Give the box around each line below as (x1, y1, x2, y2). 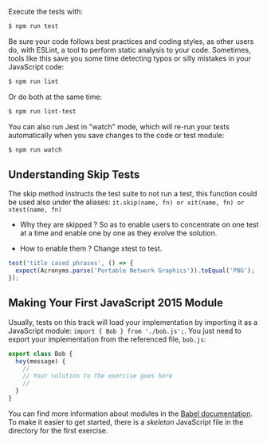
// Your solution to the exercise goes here (22, 372, 173, 380)
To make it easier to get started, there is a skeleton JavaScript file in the (8, 417, 244, 426)
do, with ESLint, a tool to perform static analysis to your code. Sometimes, (8, 45, 251, 54)
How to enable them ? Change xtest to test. (19, 243, 163, 254)
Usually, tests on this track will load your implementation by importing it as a (8, 317, 258, 326)
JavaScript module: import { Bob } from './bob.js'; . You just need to (8, 326, 241, 335)
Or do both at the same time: (8, 92, 102, 101)
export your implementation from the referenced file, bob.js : (8, 334, 206, 344)
